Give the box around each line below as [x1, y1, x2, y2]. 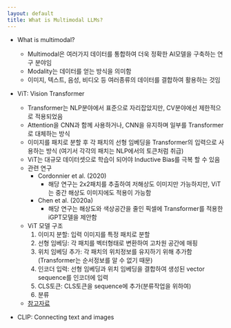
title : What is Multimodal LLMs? [7, 17, 103, 23]
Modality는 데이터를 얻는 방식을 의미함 [27, 67, 132, 75]
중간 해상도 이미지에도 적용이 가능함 [55, 188, 152, 196]
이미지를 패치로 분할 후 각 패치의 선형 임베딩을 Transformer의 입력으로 [27, 138, 217, 146]
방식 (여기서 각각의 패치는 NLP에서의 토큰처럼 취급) [46, 146, 184, 155]
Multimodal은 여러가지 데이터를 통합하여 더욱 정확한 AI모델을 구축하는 [27, 50, 216, 58]
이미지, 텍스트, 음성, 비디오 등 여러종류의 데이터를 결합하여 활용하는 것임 [27, 75, 221, 83]
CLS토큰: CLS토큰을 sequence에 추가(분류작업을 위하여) [37, 282, 192, 290]
